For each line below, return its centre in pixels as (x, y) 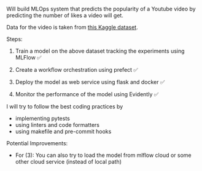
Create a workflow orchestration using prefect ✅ (76, 70)
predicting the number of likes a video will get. (65, 15)
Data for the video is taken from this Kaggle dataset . (72, 27)
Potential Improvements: (37, 143)
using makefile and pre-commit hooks (63, 131)
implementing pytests (43, 118)
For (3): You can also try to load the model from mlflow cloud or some (103, 155)
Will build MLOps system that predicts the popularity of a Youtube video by (101, 9)
